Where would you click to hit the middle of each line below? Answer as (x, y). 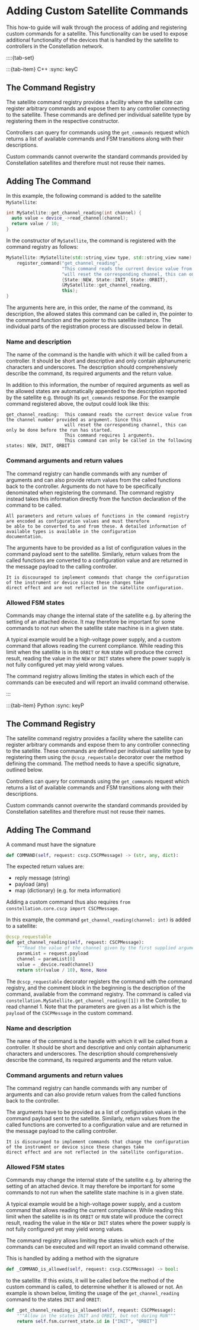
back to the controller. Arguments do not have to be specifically (84, 486)
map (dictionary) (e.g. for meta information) (68, 891)
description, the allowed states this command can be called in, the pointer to (99, 314)
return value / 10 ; (36, 224)
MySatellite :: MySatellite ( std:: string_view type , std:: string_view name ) (99, 258)
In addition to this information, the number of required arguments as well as (98, 385)
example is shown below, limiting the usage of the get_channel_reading (93, 1293)
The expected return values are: (45, 866)
